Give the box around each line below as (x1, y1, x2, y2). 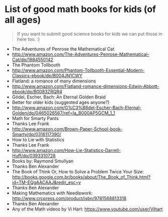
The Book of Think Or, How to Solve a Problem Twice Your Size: (12, 168, 144, 174)
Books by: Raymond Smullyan (12, 158, 74, 164)
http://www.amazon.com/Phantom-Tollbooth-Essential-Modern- (12, 67, 145, 73)
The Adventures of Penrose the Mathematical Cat (12, 46, 115, 52)
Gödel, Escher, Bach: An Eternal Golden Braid (12, 94, 106, 100)
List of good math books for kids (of (5, 4, 156, 15)
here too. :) (17, 36, 40, 42)
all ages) (5, 14, 41, 26)
